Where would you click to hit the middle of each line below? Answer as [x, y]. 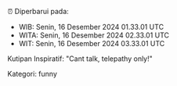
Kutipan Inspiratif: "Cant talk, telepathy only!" [80, 59]
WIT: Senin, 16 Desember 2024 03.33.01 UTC [92, 43]
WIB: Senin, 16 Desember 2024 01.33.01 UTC [91, 27]
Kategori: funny [33, 74]
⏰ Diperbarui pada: [38, 11]
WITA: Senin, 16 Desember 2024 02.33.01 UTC [94, 35]
